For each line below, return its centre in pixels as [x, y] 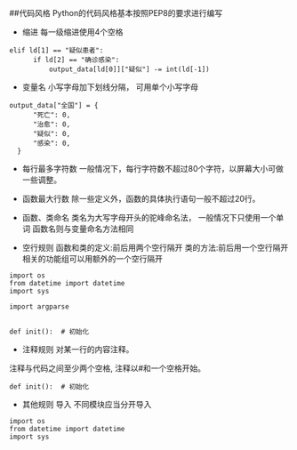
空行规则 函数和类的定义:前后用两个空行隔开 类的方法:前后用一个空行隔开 [155, 248]
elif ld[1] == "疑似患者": [56, 51]
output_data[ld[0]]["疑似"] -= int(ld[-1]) [129, 69]
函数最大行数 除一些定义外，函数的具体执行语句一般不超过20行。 [141, 199]
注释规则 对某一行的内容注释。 [78, 349]
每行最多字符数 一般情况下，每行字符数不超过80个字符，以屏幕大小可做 [153, 169]
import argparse [39, 307]
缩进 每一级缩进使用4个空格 [72, 32]
